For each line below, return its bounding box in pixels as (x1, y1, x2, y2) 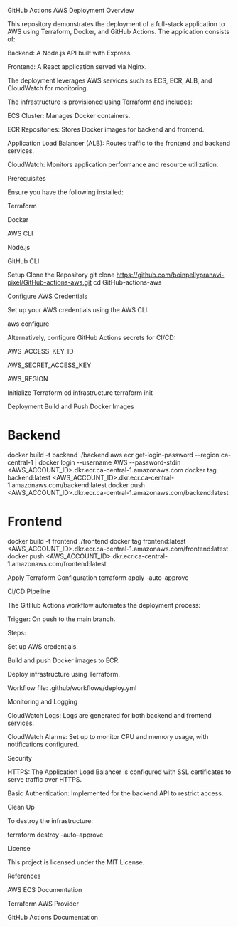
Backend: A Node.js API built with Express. (7, 49, 133, 57)
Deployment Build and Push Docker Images (7, 402, 134, 410)
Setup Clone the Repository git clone (7, 270, 115, 279)
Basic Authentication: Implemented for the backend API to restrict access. (7, 789, 224, 798)
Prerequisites (7, 174, 46, 182)
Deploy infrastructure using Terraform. (7, 669, 121, 678)
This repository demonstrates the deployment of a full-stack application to (7, 20, 225, 28)
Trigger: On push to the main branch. (7, 615, 116, 623)
